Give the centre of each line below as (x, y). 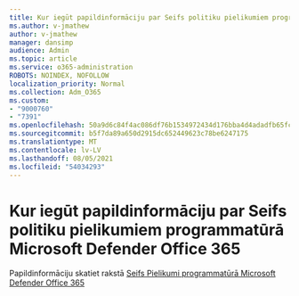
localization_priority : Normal (67, 84)
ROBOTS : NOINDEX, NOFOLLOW (59, 76)
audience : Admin (39, 51)
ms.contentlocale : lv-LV (55, 150)
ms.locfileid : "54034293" (57, 167)
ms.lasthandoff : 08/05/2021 (61, 158)
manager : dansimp (41, 42)
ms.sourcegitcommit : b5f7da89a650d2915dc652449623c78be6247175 (129, 134)
